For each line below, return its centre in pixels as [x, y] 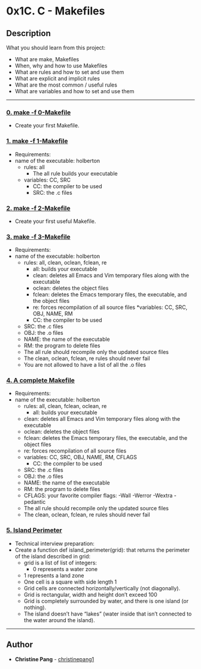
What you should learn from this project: [56, 47]
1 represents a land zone [54, 575]
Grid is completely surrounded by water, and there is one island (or [106, 601]
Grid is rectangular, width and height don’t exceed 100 [90, 594]
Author [19, 645]
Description [28, 33]
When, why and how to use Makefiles [61, 66]
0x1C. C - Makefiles [56, 11]
